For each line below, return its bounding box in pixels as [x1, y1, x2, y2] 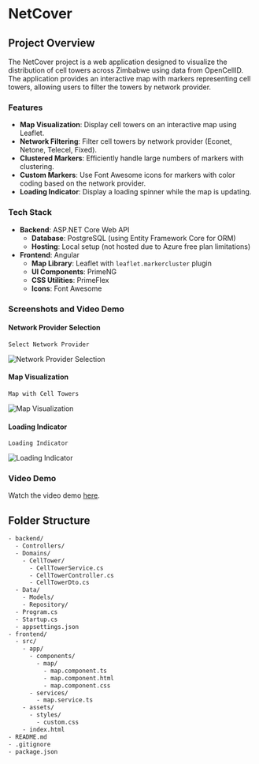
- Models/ [22, 593, 55, 601]
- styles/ [28, 711, 61, 719]
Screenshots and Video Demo [8, 303, 124, 314]
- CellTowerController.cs [28, 571, 114, 579]
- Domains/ [15, 549, 51, 557]
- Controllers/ [15, 542, 65, 550]
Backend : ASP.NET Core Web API [19, 224, 130, 234]
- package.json [8, 747, 58, 755]
